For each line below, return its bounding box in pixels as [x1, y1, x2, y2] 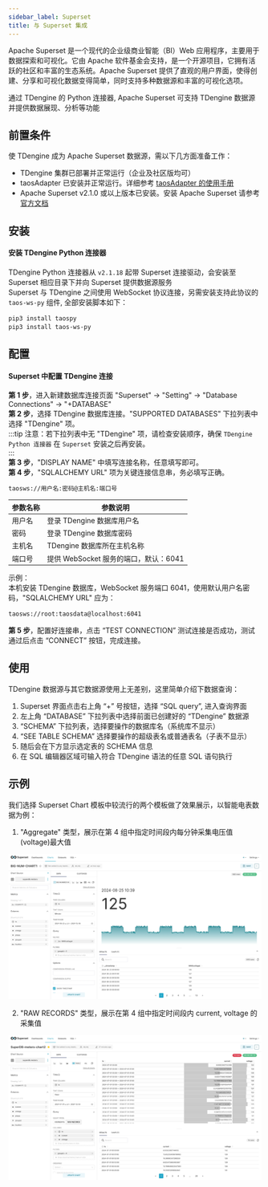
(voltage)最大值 [19, 837, 71, 847]
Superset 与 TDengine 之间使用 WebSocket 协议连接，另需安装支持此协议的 [8, 287, 259, 297]
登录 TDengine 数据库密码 [47, 528, 132, 538]
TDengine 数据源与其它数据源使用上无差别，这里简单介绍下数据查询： [8, 684, 239, 693]
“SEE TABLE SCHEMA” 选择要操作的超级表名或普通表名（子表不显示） [19, 731, 251, 741]
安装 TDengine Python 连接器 [8, 248, 107, 258]
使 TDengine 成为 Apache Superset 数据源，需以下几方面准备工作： [8, 151, 233, 161]
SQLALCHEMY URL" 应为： [25, 593, 116, 603]
